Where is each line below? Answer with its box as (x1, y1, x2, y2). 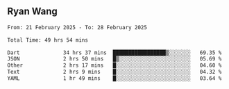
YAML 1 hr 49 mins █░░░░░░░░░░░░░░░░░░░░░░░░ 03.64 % (7, 75, 222, 82)
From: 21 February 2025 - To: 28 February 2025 (7, 24, 148, 31)
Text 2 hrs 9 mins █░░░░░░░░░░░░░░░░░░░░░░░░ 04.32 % (7, 69, 222, 76)
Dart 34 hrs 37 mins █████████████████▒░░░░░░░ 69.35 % (7, 49, 222, 56)
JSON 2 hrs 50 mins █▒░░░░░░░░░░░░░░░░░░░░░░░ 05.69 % (7, 56, 222, 63)
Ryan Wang (7, 6, 58, 17)
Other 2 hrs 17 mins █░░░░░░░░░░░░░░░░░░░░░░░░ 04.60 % (7, 62, 222, 69)
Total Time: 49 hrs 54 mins (7, 36, 89, 44)
